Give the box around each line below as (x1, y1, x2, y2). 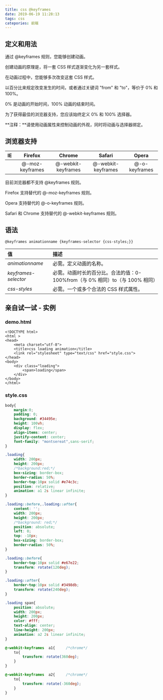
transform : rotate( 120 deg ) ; (14, 565, 70, 570)
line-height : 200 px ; (14, 628, 55, 632)
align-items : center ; (14, 430, 57, 435)
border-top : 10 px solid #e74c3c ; (14, 479, 79, 484)
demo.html (5, 319, 32, 325)
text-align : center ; (14, 623, 55, 628)
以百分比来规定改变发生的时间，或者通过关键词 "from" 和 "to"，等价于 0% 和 (5, 85, 158, 90)
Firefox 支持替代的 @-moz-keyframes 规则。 (5, 190, 95, 195)
